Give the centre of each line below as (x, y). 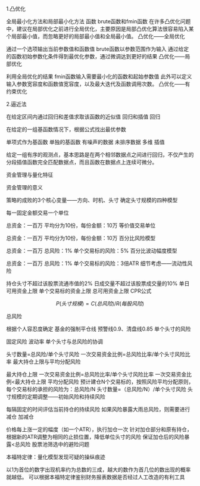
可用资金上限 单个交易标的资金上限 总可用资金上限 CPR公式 (79, 291)
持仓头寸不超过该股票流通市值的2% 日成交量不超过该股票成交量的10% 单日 (98, 283)
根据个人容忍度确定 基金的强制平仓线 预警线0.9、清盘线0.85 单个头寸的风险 (99, 329)
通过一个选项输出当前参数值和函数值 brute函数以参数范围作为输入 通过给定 (98, 49)
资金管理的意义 (24, 187)
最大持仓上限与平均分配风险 (47, 362)
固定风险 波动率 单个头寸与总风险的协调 (54, 342)
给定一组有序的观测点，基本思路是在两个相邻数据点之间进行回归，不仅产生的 (100, 155)
